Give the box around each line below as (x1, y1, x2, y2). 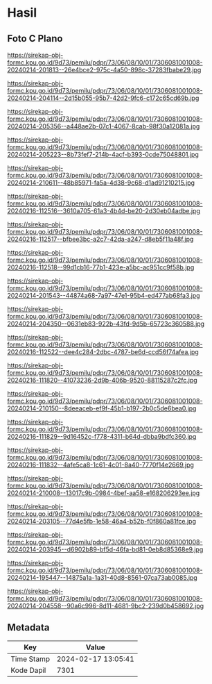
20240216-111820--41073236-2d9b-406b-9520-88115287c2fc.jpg (7, 376, 197, 384)
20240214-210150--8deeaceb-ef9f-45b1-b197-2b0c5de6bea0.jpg (7, 404, 197, 412)
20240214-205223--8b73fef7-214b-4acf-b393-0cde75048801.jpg (7, 151, 200, 158)
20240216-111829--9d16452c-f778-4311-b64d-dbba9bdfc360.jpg (7, 433, 197, 440)
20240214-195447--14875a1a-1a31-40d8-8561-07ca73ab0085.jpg (7, 574, 197, 581)
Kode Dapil (10, 665, 46, 675)
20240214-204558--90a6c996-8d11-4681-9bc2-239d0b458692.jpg (7, 602, 204, 610)
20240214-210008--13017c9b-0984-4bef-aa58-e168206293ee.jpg (7, 489, 200, 497)
